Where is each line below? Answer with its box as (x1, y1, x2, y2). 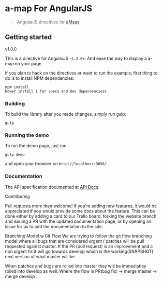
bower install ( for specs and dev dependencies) (5, 89, 107, 94)
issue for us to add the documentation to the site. (5, 223, 103, 229)
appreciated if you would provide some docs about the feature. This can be (5, 208, 155, 214)
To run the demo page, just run (5, 143, 67, 149)
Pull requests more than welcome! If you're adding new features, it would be (5, 203, 157, 209)
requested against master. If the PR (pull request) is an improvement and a (5, 243, 153, 249)
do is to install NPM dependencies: (5, 75, 74, 81)
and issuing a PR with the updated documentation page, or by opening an (5, 218, 151, 224)
